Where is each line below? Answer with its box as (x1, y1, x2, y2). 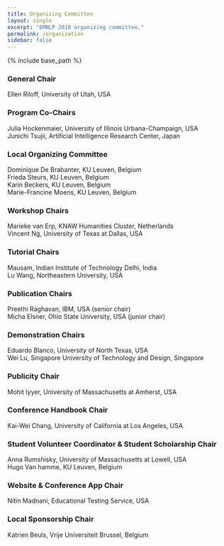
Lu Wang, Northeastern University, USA (7, 271, 123, 279)
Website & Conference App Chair (7, 481, 124, 491)
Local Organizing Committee (7, 149, 108, 159)
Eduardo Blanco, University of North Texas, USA (7, 346, 149, 355)
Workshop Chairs (7, 205, 69, 215)
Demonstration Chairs (7, 329, 85, 339)
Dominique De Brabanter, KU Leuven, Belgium (7, 165, 142, 174)
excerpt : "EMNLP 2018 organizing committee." (7, 23, 144, 31)
